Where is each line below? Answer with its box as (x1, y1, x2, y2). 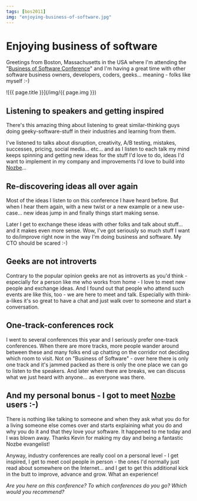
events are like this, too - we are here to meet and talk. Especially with (6, 290, 176, 298)
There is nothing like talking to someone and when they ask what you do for (6, 415, 190, 422)
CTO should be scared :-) (6, 239, 68, 247)
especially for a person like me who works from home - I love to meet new (6, 278, 186, 285)
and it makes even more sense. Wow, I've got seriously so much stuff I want (6, 227, 190, 234)
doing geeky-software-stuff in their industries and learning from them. (6, 128, 176, 135)
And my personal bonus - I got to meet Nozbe (6, 390, 176, 400)
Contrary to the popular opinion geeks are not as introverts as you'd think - (6, 272, 188, 279)
